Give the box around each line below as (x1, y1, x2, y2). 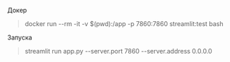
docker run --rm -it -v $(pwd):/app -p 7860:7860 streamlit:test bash (24, 20, 224, 27)
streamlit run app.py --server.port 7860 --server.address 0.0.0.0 (24, 47, 212, 55)
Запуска (7, 33, 33, 42)
